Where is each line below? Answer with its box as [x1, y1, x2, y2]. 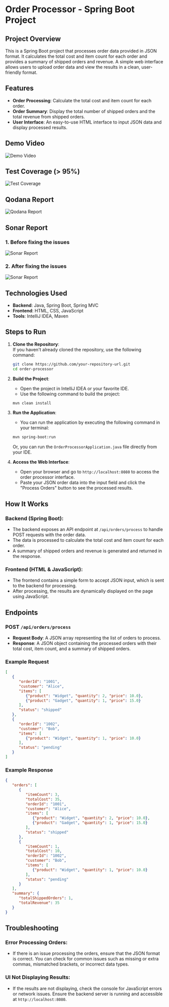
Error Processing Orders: [5, 939, 68, 946]
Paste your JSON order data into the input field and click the [20, 479, 145, 486]
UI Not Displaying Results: [5, 974, 71, 981]
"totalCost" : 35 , [25, 796, 62, 802]
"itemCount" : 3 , [25, 792, 60, 797]
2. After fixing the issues [5, 262, 67, 269]
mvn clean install [12, 400, 51, 406]
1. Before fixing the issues [5, 238, 70, 246]
